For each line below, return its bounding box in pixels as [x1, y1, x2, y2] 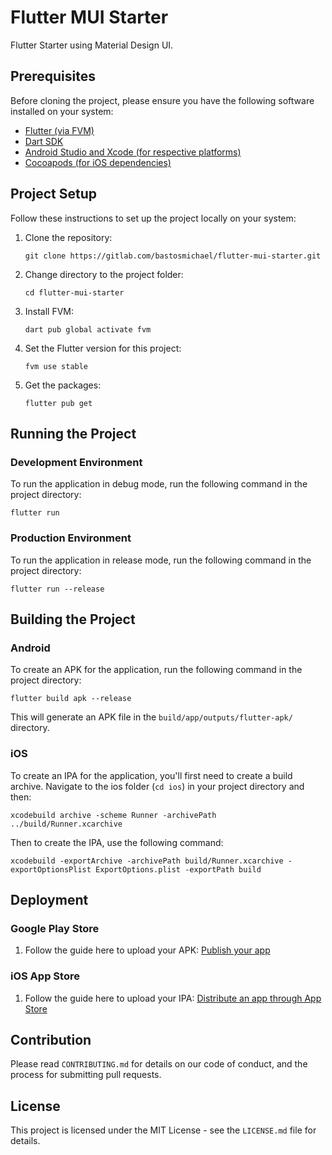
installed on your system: [10, 105, 114, 117]
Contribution [10, 1031, 92, 1048]
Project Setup [10, 186, 98, 203]
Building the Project [10, 611, 136, 628]
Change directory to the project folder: [24, 268, 184, 280]
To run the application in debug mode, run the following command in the [10, 478, 308, 490]
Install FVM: [24, 305, 75, 317]
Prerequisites [10, 68, 96, 85]
